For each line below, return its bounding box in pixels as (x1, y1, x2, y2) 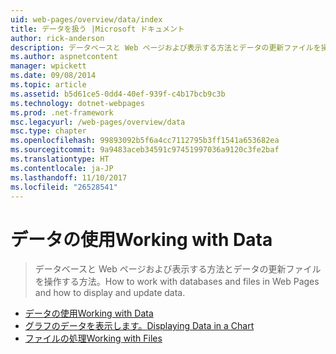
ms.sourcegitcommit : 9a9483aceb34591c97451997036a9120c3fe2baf (10, 145, 280, 155)
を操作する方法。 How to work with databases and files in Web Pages (34, 276, 320, 288)
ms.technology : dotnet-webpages (10, 98, 145, 108)
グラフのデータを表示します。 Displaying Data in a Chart (24, 320, 255, 332)
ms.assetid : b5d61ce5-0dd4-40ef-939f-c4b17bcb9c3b (10, 89, 226, 99)
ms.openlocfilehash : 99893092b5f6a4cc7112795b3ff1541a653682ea (10, 136, 280, 146)
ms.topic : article (10, 80, 87, 90)
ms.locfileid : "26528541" (10, 182, 118, 192)
